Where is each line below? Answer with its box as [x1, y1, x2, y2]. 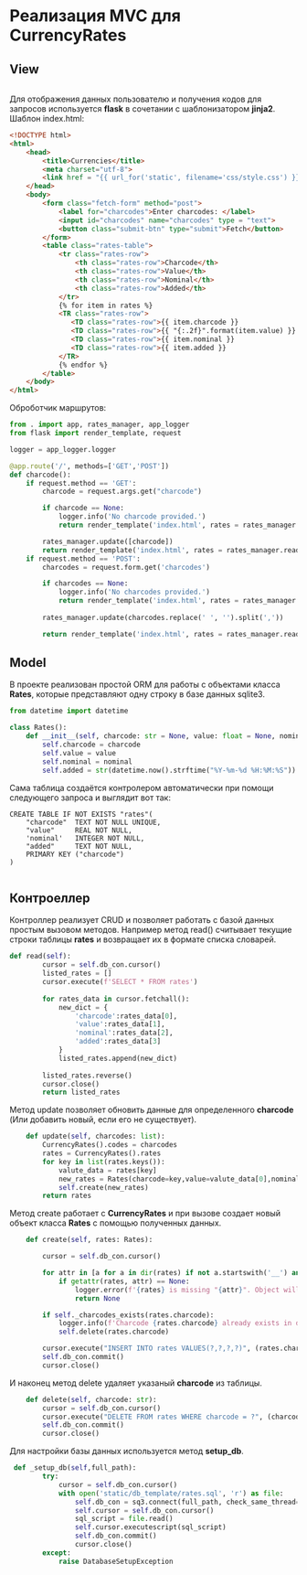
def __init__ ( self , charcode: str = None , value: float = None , [26, 732, 276, 741]
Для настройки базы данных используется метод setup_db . [9, 1446, 244, 1457]
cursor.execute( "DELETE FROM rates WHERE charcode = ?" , [42, 1412, 263, 1421]
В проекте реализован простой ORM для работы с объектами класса [9, 679, 281, 691]
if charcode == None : [42, 504, 125, 513]
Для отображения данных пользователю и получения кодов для [9, 93, 262, 104]
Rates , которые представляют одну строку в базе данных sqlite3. [9, 689, 265, 700]
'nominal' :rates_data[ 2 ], [74, 1028, 174, 1038]
